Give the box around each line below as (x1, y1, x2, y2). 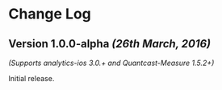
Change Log (8, 5, 91, 23)
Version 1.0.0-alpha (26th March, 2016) (8, 37, 212, 51)
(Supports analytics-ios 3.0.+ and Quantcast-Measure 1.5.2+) (8, 58, 215, 67)
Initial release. (8, 74, 55, 83)
